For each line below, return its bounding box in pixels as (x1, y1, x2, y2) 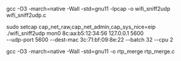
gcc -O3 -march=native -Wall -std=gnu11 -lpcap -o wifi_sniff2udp (6, 5, 171, 12)
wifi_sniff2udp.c (6, 11, 47, 19)
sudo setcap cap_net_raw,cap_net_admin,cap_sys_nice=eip (6, 24, 156, 30)
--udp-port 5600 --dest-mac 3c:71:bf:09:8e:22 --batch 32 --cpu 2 (6, 36, 174, 43)
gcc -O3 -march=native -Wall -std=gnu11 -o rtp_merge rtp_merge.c (6, 48, 175, 55)
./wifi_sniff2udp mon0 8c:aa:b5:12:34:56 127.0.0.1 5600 (6, 30, 144, 37)
